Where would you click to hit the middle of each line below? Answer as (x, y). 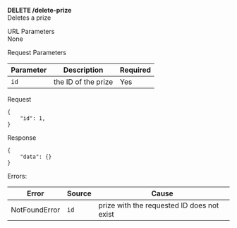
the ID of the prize (83, 82)
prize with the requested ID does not (159, 205)
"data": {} (36, 157)
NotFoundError (36, 210)
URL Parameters (31, 31)
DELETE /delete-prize (39, 10)
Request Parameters (37, 53)
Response (22, 138)
